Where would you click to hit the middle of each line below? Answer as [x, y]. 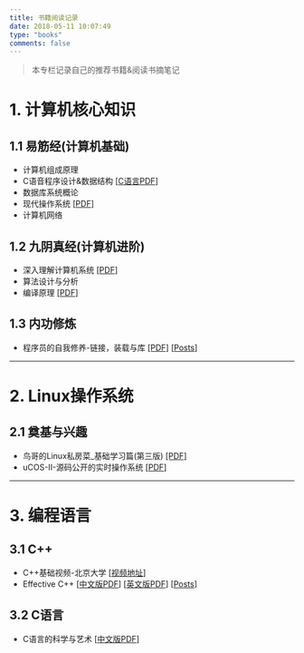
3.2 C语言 [37, 615]
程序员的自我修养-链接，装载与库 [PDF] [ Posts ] [110, 347]
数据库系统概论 [50, 192]
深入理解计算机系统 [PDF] [70, 270]
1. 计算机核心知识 [73, 110]
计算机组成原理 [50, 170]
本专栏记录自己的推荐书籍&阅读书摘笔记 [105, 70]
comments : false [40, 43]
